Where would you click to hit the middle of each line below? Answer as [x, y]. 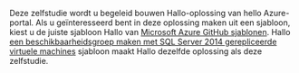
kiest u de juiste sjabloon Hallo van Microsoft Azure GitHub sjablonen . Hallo [150, 32]
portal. [22, 23]
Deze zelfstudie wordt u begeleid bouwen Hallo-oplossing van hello [135, 13]
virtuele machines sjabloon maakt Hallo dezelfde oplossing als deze [136, 51]
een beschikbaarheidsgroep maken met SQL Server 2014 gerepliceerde [143, 41]
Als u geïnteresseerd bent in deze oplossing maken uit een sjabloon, [163, 23]
